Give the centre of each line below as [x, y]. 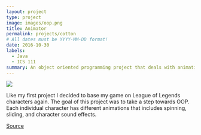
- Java [20, 56]
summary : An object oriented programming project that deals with [91, 67]
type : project [24, 17]
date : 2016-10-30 [28, 45]
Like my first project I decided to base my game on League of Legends [93, 96]
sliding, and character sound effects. [51, 115]
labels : [16, 51]
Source [15, 126]
